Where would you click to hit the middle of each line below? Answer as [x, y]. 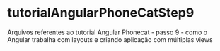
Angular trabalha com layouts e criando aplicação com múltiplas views [110, 39]
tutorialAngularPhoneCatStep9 [101, 13]
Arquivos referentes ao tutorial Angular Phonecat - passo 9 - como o [107, 32]
